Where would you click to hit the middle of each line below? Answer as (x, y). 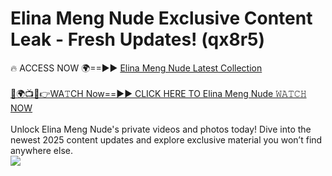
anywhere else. (41, 150)
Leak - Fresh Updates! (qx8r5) (138, 39)
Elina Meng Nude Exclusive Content (161, 18)
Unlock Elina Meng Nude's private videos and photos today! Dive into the (161, 129)
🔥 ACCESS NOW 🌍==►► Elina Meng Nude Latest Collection (136, 68)
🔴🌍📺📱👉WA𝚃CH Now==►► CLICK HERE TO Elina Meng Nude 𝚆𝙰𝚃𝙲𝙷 (158, 93)
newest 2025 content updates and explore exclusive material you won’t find (166, 139)
